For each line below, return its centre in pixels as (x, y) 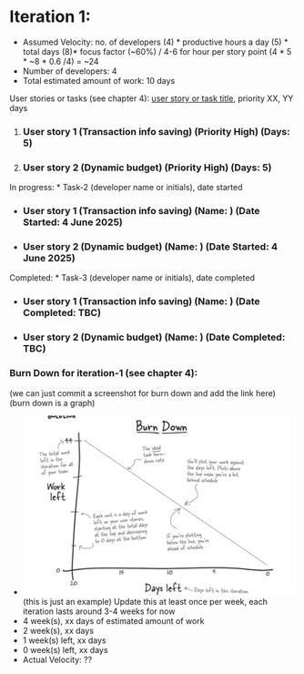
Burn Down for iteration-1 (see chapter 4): (104, 373)
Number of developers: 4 (70, 71)
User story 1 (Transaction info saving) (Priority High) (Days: (156, 131)
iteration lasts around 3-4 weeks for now (99, 611)
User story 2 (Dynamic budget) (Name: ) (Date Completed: (154, 337)
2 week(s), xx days (58, 630)
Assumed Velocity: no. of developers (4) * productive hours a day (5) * (155, 42)
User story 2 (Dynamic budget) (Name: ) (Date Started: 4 (150, 246)
